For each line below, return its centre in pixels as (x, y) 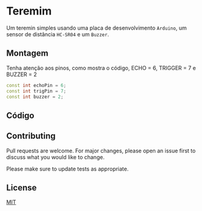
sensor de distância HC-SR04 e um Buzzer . (58, 34)
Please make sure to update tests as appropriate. (68, 169)
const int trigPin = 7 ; (36, 91)
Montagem (27, 54)
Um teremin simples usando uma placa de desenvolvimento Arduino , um (96, 28)
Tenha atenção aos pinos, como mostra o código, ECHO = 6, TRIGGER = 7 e (101, 68)
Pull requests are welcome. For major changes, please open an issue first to (101, 151)
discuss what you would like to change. (56, 157)
